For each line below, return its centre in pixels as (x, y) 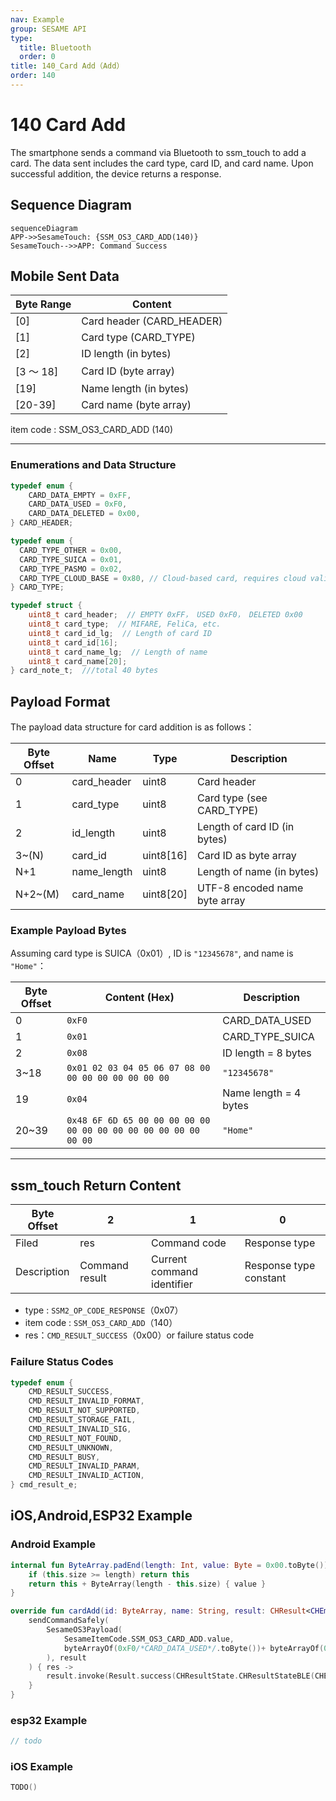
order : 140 (33, 76)
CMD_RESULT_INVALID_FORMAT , (86, 1401)
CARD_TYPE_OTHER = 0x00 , (71, 550)
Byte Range (43, 304)
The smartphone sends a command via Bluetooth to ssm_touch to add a (158, 152)
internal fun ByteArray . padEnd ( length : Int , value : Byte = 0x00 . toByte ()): (171, 1565)
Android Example (53, 1544)
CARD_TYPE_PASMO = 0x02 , (71, 569)
